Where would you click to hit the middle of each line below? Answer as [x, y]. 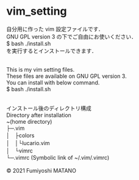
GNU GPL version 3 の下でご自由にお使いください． [72, 36]
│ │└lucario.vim [28, 143]
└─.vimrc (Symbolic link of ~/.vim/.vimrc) [58, 157]
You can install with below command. [53, 82]
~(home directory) [29, 121]
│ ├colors [20, 135]
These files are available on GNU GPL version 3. [66, 76]
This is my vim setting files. [41, 69]
